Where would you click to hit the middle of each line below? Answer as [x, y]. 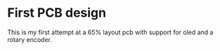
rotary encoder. [30, 39]
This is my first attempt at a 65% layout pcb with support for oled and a [110, 32]
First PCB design [57, 13]
